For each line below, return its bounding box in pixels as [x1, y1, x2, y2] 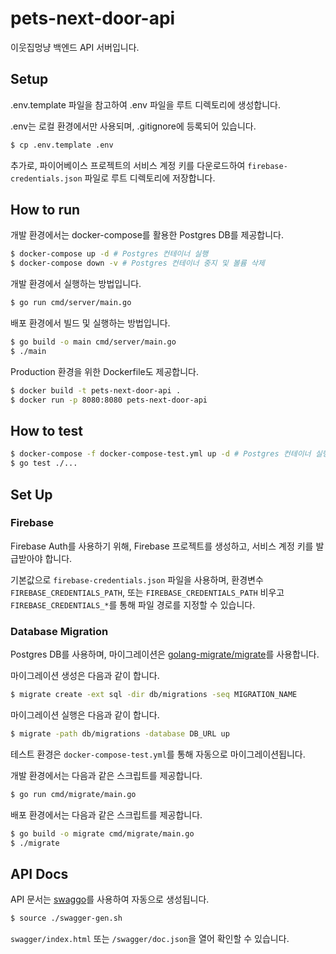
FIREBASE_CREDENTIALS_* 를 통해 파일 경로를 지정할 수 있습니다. [10, 598, 256, 611]
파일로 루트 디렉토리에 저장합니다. [84, 172, 216, 184]
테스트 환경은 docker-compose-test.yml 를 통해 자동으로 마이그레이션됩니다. [10, 748, 306, 760]
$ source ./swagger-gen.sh [10, 913, 123, 924]
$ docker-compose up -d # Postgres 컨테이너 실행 [10, 249, 209, 259]
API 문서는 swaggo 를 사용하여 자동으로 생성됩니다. [10, 893, 210, 906]
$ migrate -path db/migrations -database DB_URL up [10, 728, 230, 739]
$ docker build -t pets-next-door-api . [10, 385, 182, 396]
